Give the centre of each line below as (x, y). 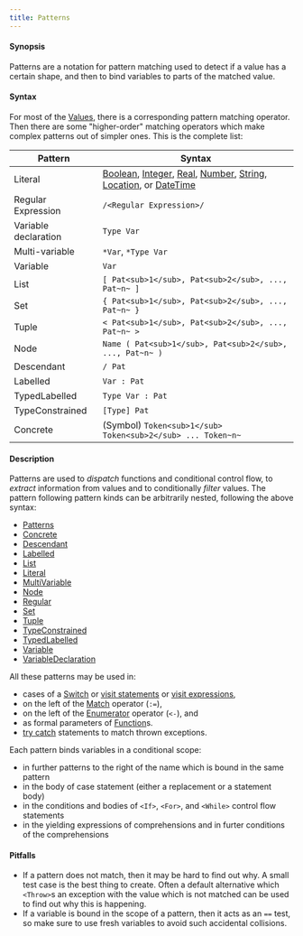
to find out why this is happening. (84, 904)
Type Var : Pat (135, 396)
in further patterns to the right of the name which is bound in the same (153, 767)
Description (32, 459)
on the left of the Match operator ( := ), (92, 704)
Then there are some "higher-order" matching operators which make (137, 126)
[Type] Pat (126, 411)
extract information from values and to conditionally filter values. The (138, 488)
